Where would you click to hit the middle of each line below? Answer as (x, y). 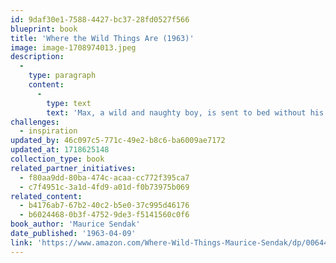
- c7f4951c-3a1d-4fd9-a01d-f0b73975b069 (104, 187)
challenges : (35, 122)
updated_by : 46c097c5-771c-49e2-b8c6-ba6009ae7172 (118, 141)
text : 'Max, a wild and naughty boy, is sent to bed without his (185, 112)
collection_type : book (57, 159)
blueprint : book (44, 29)
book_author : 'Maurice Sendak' (75, 224)
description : (37, 57)
